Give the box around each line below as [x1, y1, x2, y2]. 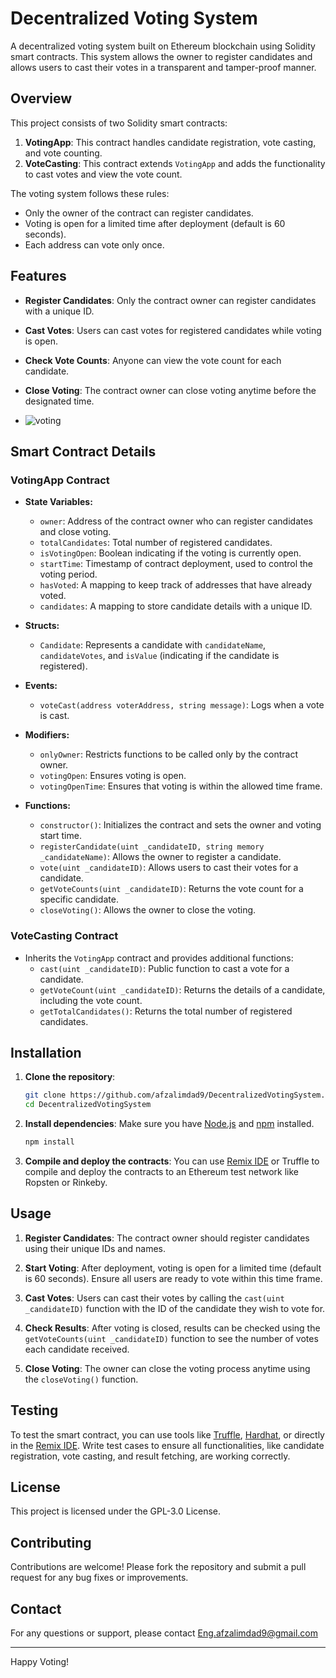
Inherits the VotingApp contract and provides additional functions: [24, 952, 294, 964]
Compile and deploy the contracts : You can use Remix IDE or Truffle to [24, 1155, 320, 1167]
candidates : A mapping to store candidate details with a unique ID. [39, 600, 313, 612]
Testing [10, 1402, 59, 1419]
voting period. [39, 568, 98, 581]
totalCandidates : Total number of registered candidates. [39, 537, 273, 549]
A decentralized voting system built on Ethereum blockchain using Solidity [10, 40, 316, 52]
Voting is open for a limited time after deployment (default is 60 [24, 217, 286, 229]
